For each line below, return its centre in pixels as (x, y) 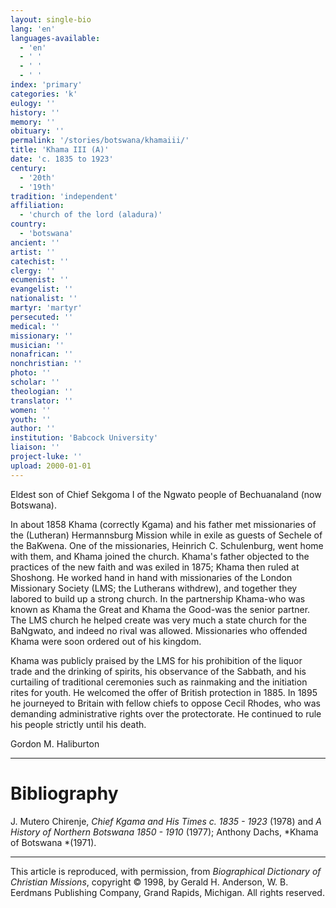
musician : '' (37, 345)
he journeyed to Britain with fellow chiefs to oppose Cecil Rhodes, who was (165, 703)
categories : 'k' (44, 94)
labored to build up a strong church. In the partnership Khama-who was (158, 598)
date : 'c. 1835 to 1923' (62, 159)
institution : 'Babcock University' (84, 438)
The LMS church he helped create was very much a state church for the (158, 620)
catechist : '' (40, 261)
